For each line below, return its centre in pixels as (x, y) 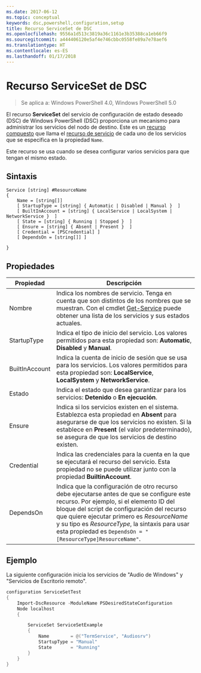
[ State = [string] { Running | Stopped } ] (75, 222)
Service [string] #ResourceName (46, 190)
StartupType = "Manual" (68, 642)
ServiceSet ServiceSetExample (65, 625)
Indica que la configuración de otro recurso (117, 487)
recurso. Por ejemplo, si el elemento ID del (115, 502)
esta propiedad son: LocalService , (105, 373)
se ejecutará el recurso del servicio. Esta (113, 462)
